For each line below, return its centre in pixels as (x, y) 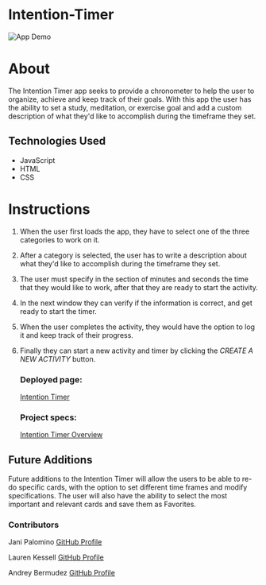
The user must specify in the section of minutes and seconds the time (134, 279)
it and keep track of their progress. (76, 335)
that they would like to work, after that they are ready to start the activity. (139, 287)
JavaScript (37, 160)
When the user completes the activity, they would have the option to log (137, 327)
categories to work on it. (60, 239)
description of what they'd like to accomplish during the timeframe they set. (132, 116)
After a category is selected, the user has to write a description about (133, 255)
